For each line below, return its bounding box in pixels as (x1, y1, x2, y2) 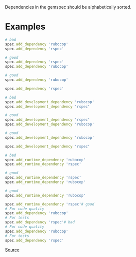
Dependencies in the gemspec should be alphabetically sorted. (5, 4, 132, 10)
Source (5, 247, 19, 253)
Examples (5, 21, 46, 32)
